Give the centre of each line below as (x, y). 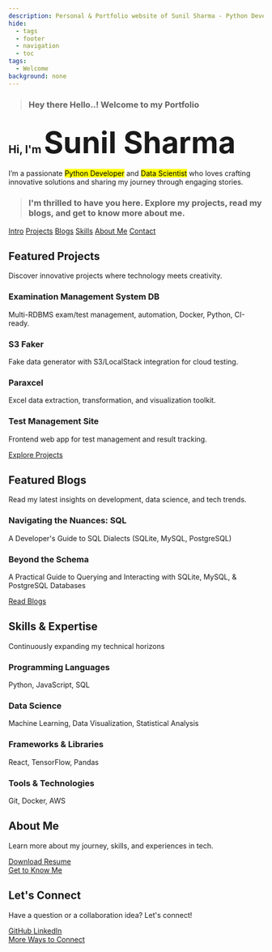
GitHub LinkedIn (35, 931)
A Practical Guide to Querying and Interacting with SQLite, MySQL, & (123, 577)
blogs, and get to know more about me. (106, 213)
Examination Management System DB (84, 297)
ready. (19, 323)
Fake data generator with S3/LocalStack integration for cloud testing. (123, 362)
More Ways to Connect (47, 939)
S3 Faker (26, 344)
